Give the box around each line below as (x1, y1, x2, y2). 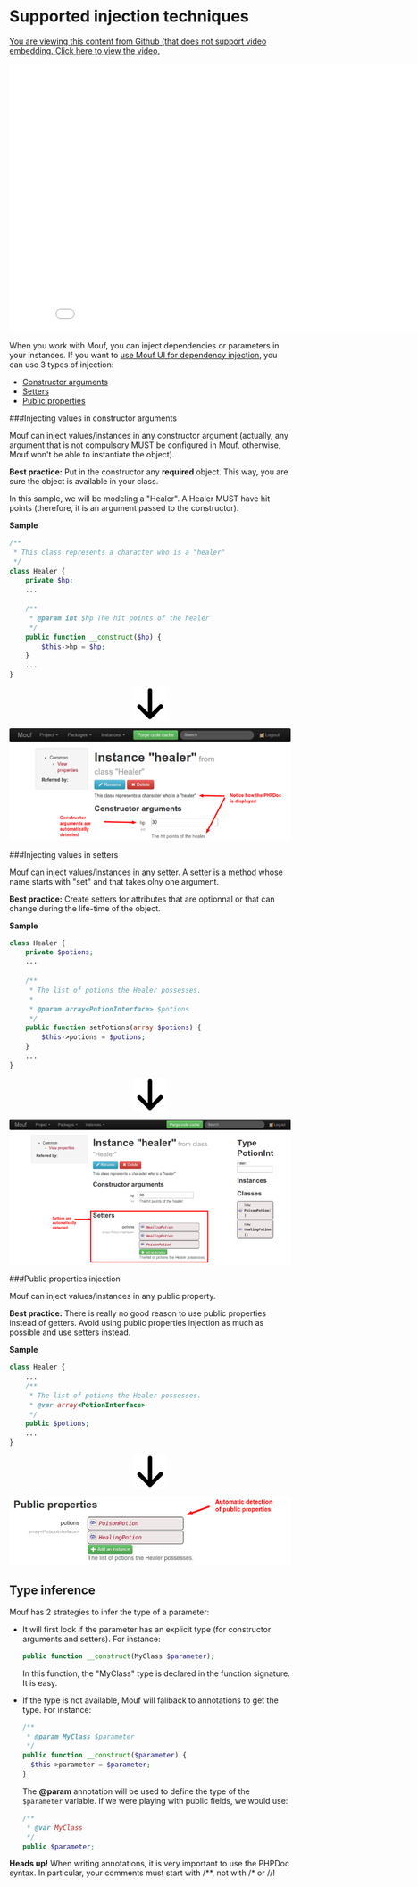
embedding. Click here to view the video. (9, 45, 161, 55)
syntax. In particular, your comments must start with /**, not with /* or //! (9, 1867, 275, 1878)
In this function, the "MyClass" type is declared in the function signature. (21, 1668, 290, 1679)
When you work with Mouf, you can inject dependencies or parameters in (9, 340, 280, 350)
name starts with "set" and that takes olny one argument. (9, 876, 220, 886)
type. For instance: (21, 1704, 92, 1715)
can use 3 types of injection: (9, 359, 114, 370)
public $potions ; (25, 1419, 90, 1429)
